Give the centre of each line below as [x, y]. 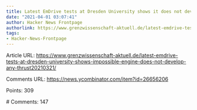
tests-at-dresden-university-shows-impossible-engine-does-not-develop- [96, 61]
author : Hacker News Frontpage [44, 22]
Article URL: [21, 55]
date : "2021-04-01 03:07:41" [42, 17]
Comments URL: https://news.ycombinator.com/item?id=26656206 [87, 79]
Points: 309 [20, 90]
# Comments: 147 [27, 102]
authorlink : [21, 28]
